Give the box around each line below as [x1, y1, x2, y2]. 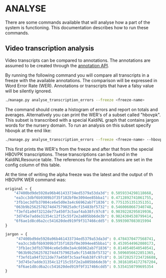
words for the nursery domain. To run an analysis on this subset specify [5, 122, 151, 128]
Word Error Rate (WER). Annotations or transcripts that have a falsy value [5, 83, 154, 89]
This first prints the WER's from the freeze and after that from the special [5, 146, 154, 152]
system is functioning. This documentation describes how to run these [5, 24, 149, 30]
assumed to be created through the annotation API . [5, 62, 110, 68]
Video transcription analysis [5, 44, 94, 52]
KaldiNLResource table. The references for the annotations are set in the [5, 156, 153, 162]
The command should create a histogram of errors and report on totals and [5, 106, 158, 112]
